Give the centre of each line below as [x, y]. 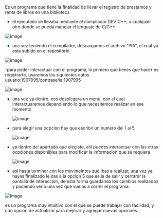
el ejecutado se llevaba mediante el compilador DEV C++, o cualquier [81, 22]
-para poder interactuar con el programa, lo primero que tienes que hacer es [82, 70]
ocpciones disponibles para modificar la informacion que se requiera [81, 152]
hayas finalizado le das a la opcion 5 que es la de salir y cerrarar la [79, 176]
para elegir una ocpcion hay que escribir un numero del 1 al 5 [73, 128]
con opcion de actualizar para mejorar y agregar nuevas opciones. [72, 210]
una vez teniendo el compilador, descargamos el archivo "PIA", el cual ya [85, 45]
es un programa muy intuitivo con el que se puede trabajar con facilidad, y [80, 205]
